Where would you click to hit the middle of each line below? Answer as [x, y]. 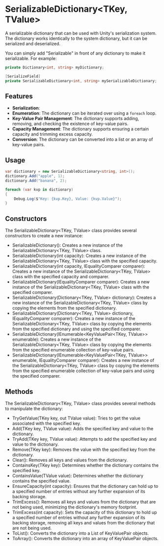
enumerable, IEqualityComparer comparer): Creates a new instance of [83, 360]
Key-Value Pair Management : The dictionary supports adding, [76, 119]
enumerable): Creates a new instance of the [57, 339]
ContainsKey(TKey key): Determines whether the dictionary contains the [85, 465]
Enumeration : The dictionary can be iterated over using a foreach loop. [84, 113]
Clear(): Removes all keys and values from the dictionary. [70, 460]
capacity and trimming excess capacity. [53, 134]
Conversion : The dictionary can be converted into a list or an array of [82, 139]
